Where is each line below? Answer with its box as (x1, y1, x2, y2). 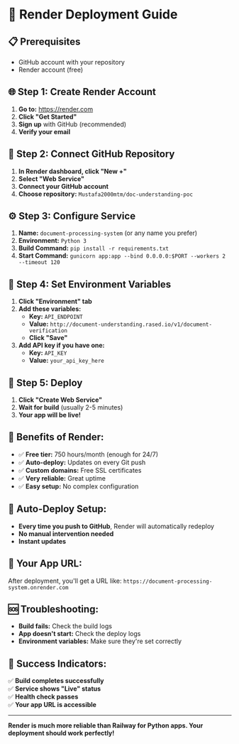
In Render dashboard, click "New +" (18, 167, 127, 175)
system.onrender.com (8, 584, 70, 591)
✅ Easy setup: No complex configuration (18, 482, 139, 491)
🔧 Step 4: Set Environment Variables (8, 278, 172, 290)
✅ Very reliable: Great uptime (18, 474, 106, 482)
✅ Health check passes (8, 692, 79, 701)
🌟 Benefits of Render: (8, 431, 104, 443)
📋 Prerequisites (8, 35, 81, 48)
